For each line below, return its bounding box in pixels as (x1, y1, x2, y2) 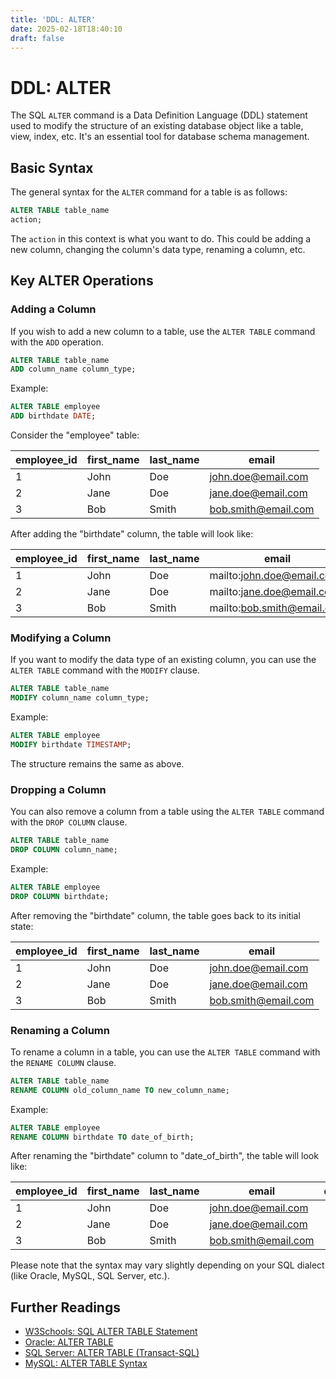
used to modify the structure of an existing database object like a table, (10, 120, 304, 132)
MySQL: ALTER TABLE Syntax (24, 1357, 148, 1370)
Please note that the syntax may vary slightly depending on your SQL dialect (10, 1259, 325, 1271)
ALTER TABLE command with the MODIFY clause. (10, 664, 200, 676)
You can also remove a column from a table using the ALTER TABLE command (10, 806, 325, 818)
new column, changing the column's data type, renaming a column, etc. (10, 243, 306, 255)
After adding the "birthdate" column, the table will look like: (10, 528, 254, 540)
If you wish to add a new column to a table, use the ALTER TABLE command (10, 325, 316, 337)
